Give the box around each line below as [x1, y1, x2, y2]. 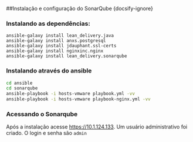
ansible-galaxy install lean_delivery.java [6, 33, 114, 39]
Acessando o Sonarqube [6, 110, 78, 119]
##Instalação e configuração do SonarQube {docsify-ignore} [6, 5, 154, 12]
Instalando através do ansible [6, 67, 92, 75]
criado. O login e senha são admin [6, 130, 87, 137]
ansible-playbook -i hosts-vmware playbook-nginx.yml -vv [6, 96, 151, 102]
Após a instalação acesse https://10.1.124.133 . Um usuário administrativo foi [6, 123, 188, 130]
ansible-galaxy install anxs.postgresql [6, 38, 107, 44]
